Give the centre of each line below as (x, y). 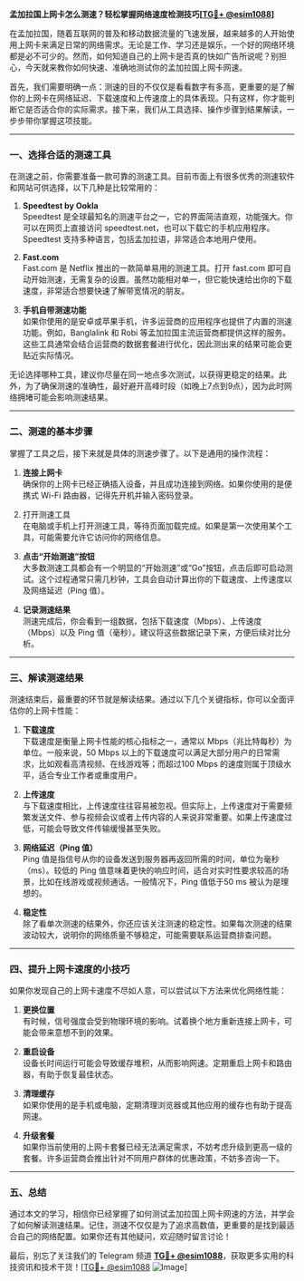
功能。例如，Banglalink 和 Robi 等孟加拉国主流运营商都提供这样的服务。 (157, 333)
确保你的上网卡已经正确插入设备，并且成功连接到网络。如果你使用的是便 (157, 483)
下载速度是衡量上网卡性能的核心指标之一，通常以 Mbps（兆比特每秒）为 (157, 741)
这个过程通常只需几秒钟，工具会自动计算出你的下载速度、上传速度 (161, 578)
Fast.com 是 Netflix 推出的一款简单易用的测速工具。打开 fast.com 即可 (152, 268)
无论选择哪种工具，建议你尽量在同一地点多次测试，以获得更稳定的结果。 (144, 374)
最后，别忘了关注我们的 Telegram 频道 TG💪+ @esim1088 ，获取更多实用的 (148, 1256)
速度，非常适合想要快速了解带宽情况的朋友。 (106, 291)
